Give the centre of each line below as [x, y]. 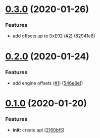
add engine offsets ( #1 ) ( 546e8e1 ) [48, 83]
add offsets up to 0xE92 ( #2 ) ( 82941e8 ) [54, 36]
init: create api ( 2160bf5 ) [38, 130]
